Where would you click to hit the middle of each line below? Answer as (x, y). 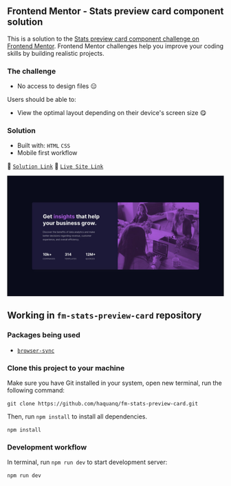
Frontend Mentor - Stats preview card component (115, 11)
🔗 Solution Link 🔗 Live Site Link (55, 166)
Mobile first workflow (47, 153)
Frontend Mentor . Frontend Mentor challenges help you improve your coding (115, 46)
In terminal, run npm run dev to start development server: (87, 462)
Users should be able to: (42, 100)
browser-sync (36, 350)
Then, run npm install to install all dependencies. (77, 416)
